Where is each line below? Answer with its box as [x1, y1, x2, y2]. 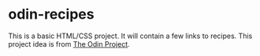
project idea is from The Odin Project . [8, 39, 130, 48]
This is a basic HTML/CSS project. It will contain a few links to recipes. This [8, 31, 253, 40]
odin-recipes [8, 5, 95, 23]
